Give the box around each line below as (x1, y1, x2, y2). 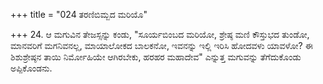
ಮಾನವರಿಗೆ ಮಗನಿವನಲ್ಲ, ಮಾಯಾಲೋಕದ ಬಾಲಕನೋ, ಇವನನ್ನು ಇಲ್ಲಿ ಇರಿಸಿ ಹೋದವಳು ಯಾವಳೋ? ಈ (10, 40, 313, 51)
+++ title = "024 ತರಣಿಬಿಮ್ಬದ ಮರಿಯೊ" (10, 9, 148, 20)
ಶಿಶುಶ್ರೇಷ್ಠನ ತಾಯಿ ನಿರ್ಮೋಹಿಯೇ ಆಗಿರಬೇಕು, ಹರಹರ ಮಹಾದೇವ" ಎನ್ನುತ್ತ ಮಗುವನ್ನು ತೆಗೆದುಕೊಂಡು (10, 51, 302, 63)
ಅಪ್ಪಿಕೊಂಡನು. (10, 62, 53, 74)
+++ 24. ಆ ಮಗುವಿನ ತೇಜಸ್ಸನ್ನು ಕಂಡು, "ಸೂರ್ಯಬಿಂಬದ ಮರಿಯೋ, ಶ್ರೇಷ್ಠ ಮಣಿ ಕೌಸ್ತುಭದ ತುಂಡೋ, (10, 29, 310, 40)
